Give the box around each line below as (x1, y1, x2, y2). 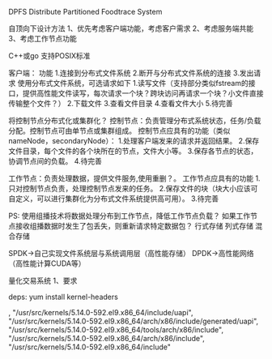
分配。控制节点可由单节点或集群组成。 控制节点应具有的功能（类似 (8, 126, 231, 135)
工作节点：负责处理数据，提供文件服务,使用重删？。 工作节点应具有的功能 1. (8, 173, 261, 183)
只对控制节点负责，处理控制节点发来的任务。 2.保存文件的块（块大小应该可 (8, 184, 258, 193)
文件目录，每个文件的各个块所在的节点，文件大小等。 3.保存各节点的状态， (8, 146, 258, 156)
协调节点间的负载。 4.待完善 (8, 156, 103, 165)
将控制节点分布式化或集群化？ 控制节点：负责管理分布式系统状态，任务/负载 (8, 116, 261, 125)
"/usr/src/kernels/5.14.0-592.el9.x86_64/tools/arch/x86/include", (8, 325, 224, 335)
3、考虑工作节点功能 (8, 34, 77, 43)
